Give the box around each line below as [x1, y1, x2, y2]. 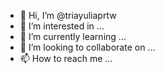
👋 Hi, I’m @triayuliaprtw [19, 10, 117, 21]
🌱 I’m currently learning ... [19, 31, 127, 42]
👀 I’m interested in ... [19, 20, 105, 32]
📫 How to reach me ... [19, 53, 113, 64]
